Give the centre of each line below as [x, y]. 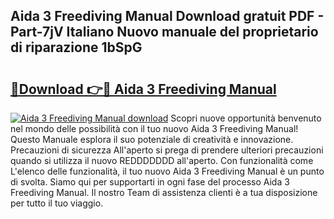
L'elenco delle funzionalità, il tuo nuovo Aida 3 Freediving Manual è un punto [167, 171]
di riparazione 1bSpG [76, 47]
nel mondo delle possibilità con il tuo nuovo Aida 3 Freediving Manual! [154, 128]
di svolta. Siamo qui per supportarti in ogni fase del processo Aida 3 [150, 182]
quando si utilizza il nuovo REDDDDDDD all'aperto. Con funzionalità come [162, 160]
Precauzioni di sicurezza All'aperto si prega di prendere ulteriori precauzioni [167, 150]
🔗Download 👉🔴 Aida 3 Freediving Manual [143, 89]
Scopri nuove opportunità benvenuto [246, 118]
